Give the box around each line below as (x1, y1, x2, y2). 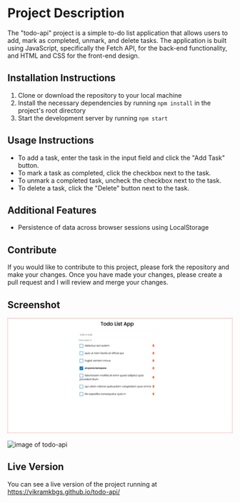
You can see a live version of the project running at (7, 479, 157, 488)
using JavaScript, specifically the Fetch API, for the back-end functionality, (7, 44, 228, 52)
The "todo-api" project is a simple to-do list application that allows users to (7, 29, 229, 37)
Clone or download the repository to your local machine (17, 91, 182, 99)
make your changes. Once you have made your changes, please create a (7, 270, 223, 279)
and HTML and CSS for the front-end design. (7, 51, 140, 60)
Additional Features (7, 204, 97, 216)
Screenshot (7, 298, 61, 311)
